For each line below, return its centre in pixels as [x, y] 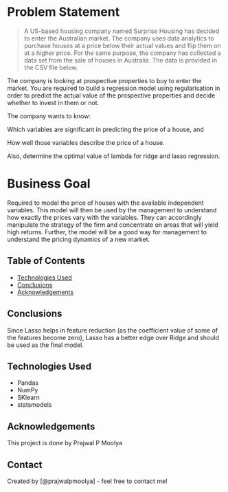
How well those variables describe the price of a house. [86, 142]
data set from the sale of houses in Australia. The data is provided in [121, 60]
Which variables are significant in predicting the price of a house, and [105, 129]
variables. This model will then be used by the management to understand [112, 210]
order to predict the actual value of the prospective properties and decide [111, 95]
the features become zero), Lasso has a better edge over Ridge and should [113, 337]
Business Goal [49, 184]
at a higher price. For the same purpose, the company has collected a [122, 53]
